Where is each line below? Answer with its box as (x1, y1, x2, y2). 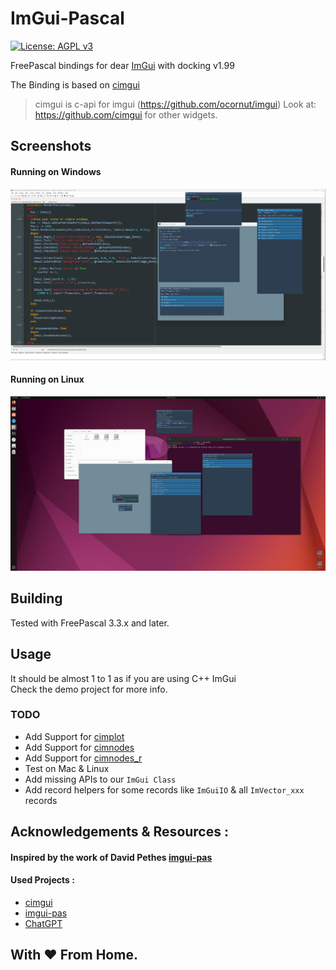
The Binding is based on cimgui (10, 78, 140, 91)
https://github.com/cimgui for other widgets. (34, 108, 218, 121)
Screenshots (10, 138, 92, 155)
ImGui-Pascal (10, 7, 125, 30)
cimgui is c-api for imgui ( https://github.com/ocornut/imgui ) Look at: (34, 98, 317, 110)
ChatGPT (24, 918, 63, 930)
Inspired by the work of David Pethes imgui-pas (10, 851, 213, 863)
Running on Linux (10, 373, 85, 386)
